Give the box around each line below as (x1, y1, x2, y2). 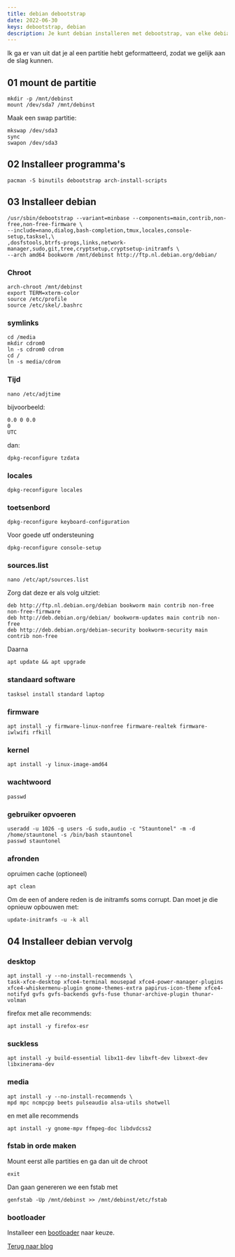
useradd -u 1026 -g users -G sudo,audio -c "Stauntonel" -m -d (7, 825, 196, 832)
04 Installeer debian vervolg (7, 936, 133, 947)
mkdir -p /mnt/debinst (7, 95, 73, 102)
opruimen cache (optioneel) (7, 870, 87, 878)
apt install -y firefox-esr (7, 1022, 90, 1029)
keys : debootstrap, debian (7, 23, 86, 30)
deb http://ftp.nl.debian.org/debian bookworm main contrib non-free (7, 602, 215, 609)
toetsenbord (7, 502, 50, 512)
